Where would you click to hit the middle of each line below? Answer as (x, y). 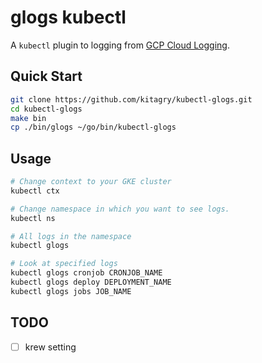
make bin (28, 118)
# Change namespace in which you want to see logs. (120, 209)
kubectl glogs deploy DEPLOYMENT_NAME (91, 282)
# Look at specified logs (64, 264)
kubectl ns (33, 218)
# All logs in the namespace (71, 236)
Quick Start (46, 76)
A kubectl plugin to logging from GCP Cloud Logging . (120, 45)
